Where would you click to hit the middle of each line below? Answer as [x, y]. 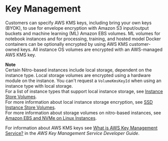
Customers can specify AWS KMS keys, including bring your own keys [78, 23]
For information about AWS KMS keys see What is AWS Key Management [81, 128]
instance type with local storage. [39, 86]
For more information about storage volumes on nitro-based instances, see [83, 113]
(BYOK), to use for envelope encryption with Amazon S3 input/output [77, 28]
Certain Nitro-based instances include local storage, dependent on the [79, 70]
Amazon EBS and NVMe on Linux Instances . [51, 118]
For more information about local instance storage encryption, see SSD [79, 102]
